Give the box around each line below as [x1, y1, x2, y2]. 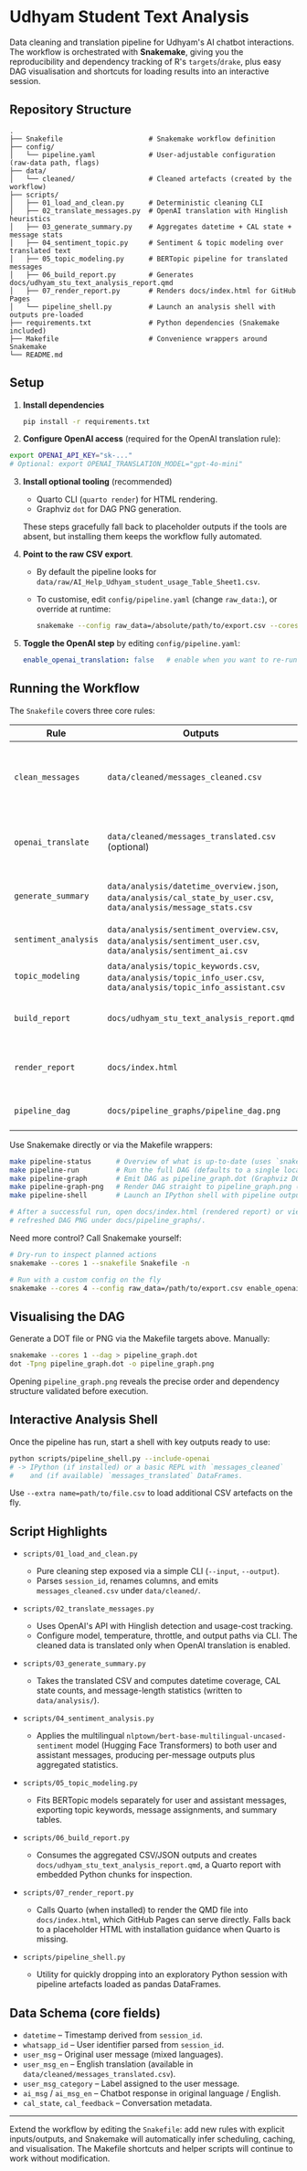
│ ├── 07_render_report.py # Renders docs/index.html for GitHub [9, 286, 297, 295]
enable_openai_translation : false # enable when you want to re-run [22, 655, 298, 665]
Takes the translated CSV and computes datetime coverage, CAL [36, 1676, 281, 1687]
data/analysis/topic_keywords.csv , [107, 959, 260, 972]
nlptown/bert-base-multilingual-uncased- [126, 1732, 287, 1741]
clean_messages [14, 772, 80, 782]
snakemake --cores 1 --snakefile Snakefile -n [9, 1259, 190, 1268]
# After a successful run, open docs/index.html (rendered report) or [9, 1208, 284, 1217]
